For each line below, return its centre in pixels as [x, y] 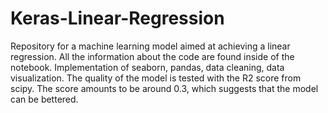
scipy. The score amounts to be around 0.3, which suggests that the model [164, 88]
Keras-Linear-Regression [117, 18]
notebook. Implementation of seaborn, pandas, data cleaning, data [147, 67]
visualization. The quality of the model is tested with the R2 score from [156, 78]
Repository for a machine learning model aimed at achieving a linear [150, 46]
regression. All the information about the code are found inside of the [152, 56]
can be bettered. [44, 99]
